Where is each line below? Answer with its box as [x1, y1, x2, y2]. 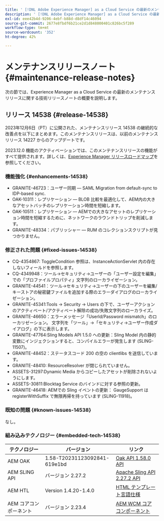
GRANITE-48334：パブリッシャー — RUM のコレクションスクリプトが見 [12, 227, 158, 233]
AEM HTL [7, 487, 29, 494]
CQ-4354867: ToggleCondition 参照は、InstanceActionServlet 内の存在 [12, 259, 156, 264]
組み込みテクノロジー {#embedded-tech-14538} [5, 432, 121, 439]
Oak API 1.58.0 [116, 454, 151, 461]
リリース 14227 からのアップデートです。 [5, 137, 88, 142]
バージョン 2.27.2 [44, 472, 86, 479]
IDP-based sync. [12, 190, 46, 196]
